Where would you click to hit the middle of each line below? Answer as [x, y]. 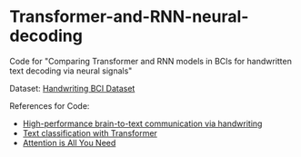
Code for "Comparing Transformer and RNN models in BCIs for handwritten [151, 61]
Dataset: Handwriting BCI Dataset [72, 88]
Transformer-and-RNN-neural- [129, 17]
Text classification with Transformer [90, 132]
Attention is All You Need [69, 142]
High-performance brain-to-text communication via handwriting [142, 123]
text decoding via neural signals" [71, 71]
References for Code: [50, 105]
